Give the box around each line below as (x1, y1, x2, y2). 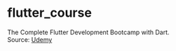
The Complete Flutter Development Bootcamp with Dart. (7, 28, 170, 36)
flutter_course (7, 5, 93, 21)
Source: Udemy (7, 35, 53, 43)
